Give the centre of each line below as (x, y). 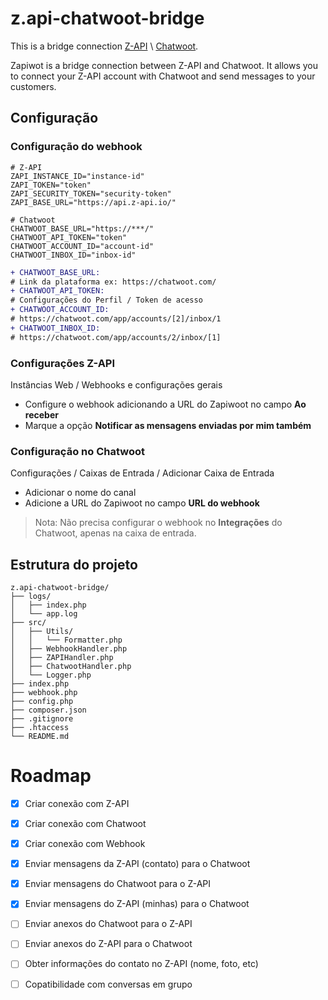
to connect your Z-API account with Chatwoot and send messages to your (163, 76)
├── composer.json (48, 710)
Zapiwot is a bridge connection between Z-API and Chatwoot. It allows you (164, 65)
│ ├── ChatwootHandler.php (71, 667)
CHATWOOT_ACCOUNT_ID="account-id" (82, 246)
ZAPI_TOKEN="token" (51, 185)
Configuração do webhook (76, 147)
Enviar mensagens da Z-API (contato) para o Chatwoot (137, 864)
